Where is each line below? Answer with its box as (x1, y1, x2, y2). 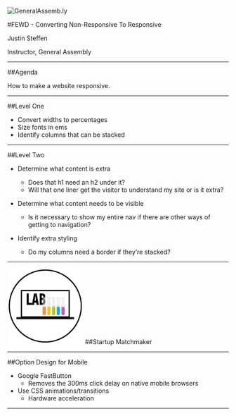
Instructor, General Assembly (7, 48, 92, 56)
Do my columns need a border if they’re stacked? (27, 247, 171, 256)
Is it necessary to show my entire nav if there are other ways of (27, 213, 211, 221)
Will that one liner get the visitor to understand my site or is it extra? (27, 185, 224, 194)
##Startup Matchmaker (84, 338, 152, 345)
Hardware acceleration (27, 394, 95, 402)
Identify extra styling (17, 234, 77, 243)
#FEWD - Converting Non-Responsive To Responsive (7, 20, 162, 28)
